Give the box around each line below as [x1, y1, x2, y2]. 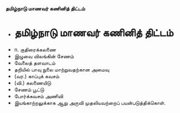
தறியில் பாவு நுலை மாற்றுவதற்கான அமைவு [14, 66, 110, 73]
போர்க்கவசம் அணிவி [14, 92, 63, 99]
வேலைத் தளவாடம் [14, 59, 55, 66]
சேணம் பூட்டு [14, 86, 45, 93]
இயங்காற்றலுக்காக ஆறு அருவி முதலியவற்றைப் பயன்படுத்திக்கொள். [14, 99, 166, 106]
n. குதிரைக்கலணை [14, 46, 57, 53]
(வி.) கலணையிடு [14, 79, 51, 86]
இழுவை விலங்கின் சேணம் [14, 53, 74, 60]
